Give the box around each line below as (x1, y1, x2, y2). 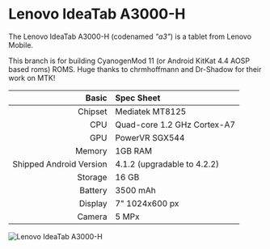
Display (78, 197, 108, 209)
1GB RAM (115, 145, 153, 156)
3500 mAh (115, 184, 156, 196)
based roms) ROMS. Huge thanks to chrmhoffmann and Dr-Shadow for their (8, 64, 262, 74)
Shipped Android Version (12, 158, 108, 170)
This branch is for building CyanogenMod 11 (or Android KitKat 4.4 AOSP (8, 56, 251, 65)
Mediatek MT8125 (115, 106, 187, 117)
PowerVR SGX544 (115, 132, 185, 143)
